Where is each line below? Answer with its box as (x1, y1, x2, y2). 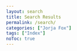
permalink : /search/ (6, 19, 57, 25)
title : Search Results (6, 14, 61, 20)
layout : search (6, 8, 43, 15)
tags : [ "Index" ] (6, 30, 45, 36)
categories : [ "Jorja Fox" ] (6, 25, 72, 31)
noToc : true (6, 36, 35, 42)
